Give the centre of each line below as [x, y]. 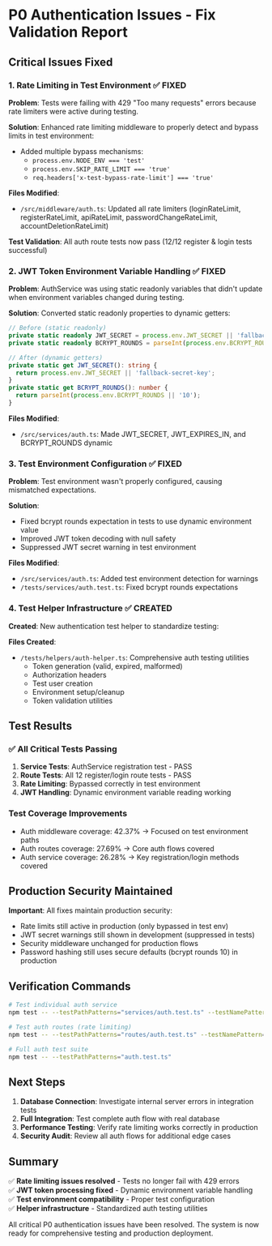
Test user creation [62, 683]
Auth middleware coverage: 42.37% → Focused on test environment [134, 831]
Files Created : [32, 641]
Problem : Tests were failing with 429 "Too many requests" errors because [132, 102]
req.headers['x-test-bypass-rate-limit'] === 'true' [123, 178]
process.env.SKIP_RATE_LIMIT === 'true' [101, 169]
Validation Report [68, 32]
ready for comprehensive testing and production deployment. [111, 1233]
